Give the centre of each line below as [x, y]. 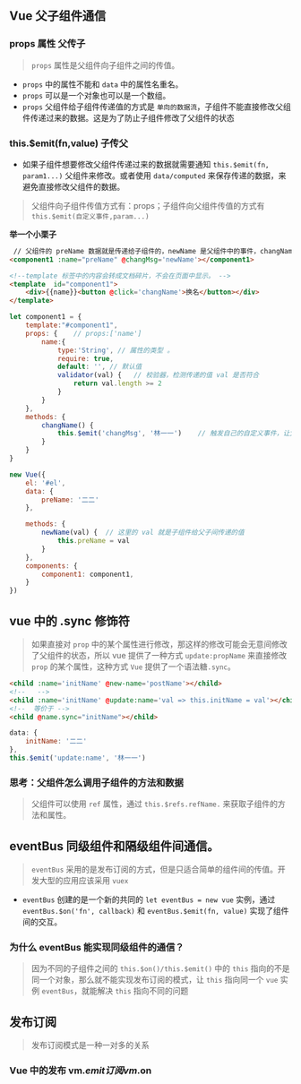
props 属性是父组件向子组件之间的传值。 [105, 65]
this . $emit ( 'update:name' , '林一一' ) [77, 758]
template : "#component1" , [72, 325]
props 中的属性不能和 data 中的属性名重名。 [103, 84]
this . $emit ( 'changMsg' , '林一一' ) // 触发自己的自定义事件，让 [173, 434]
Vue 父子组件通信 [58, 16]
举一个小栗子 [33, 234]
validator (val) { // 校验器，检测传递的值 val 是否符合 [158, 375]
